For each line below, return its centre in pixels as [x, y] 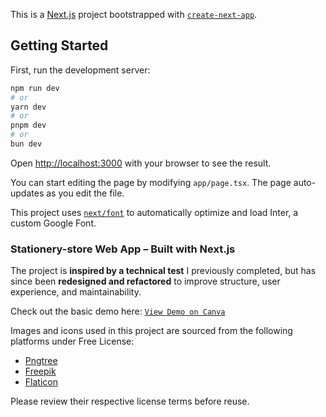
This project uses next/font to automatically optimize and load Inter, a [154, 212]
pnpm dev [28, 125]
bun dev [26, 144]
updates [27, 193]
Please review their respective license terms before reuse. [130, 401]
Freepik [40, 371]
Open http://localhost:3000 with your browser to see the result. [141, 163]
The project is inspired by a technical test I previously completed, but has [163, 271]
